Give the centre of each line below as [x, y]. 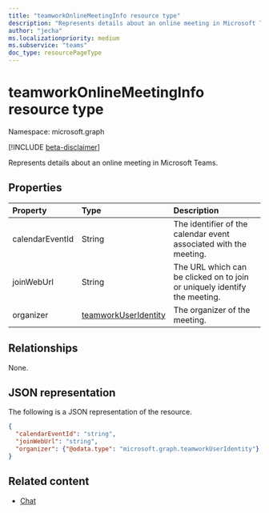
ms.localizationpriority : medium [64, 38]
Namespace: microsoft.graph [56, 131]
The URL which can [210, 267]
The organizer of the [212, 310]
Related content [49, 481]
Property [30, 210]
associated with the [210, 243]
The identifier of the [211, 223]
